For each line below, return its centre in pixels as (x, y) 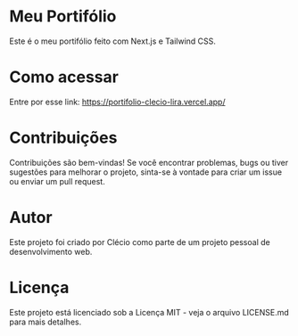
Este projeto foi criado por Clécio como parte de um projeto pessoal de (140, 242)
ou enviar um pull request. (57, 181)
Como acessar (64, 77)
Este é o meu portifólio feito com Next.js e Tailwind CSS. (113, 41)
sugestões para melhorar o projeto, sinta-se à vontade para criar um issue (146, 172)
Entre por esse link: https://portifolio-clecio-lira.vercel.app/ (117, 102)
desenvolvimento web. (51, 251)
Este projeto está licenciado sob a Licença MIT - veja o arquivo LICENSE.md (149, 312)
